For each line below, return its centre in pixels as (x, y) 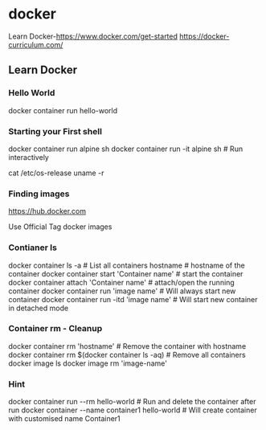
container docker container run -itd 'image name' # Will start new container (133, 299)
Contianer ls (33, 248)
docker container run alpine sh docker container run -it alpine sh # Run (126, 149)
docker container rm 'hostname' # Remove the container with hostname (127, 346)
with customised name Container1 (64, 419)
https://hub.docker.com (47, 211)
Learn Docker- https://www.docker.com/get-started (93, 36)
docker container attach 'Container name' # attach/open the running (121, 282)
